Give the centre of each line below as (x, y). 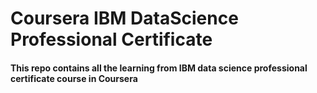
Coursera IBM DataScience (124, 18)
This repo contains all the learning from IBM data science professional (159, 68)
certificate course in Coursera (74, 78)
